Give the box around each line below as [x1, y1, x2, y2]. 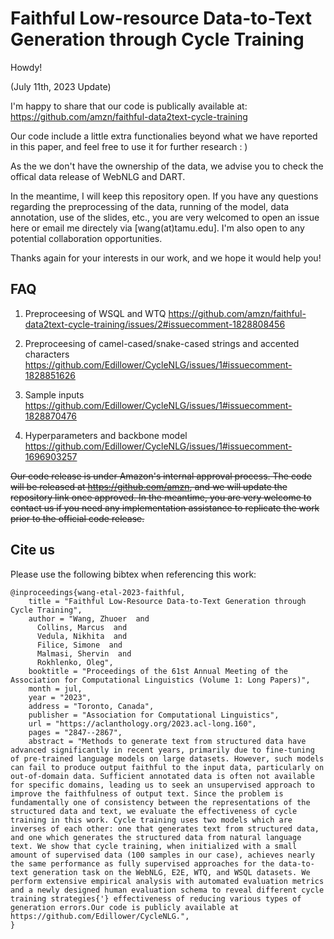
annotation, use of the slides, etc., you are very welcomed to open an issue [10, 211, 320, 223]
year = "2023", [28, 692, 92, 702]
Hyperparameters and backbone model [24, 429, 188, 441]
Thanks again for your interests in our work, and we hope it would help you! [10, 252, 322, 264]
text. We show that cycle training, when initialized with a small [10, 841, 298, 851]
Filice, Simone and [36, 640, 123, 650]
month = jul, [28, 683, 83, 694]
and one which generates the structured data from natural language [10, 832, 302, 842]
